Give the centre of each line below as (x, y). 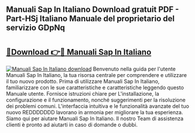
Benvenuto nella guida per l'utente (134, 69)
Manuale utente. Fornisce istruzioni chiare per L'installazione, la (83, 94)
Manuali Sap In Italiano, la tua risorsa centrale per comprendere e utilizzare (97, 75)
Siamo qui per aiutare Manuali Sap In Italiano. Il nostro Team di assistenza (95, 118)
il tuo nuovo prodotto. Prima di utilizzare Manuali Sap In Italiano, (83, 81)
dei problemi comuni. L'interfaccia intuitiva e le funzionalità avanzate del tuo (97, 106)
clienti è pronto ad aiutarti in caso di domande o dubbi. (72, 125)
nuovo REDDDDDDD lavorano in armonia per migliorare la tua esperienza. (95, 112)
